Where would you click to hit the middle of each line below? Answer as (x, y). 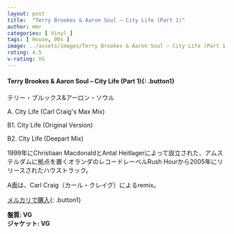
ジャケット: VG (29, 223)
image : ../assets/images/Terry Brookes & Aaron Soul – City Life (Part (113, 46)
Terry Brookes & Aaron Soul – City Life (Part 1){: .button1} (91, 81)
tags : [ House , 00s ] (39, 40)
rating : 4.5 (24, 53)
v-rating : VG (26, 59)
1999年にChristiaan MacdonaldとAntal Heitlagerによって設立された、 (106, 153)
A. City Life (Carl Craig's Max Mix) (56, 111)
